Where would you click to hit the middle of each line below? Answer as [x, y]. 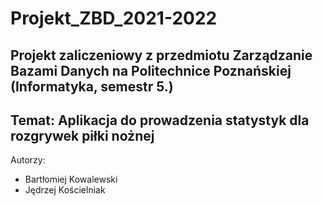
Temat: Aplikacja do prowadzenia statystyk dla [160, 120]
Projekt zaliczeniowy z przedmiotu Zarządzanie [161, 55]
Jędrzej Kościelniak [65, 190]
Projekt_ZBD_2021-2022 [114, 18]
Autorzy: [28, 160]
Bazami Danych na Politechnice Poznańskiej [151, 70]
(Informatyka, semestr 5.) [92, 86]
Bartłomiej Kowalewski [71, 179]
